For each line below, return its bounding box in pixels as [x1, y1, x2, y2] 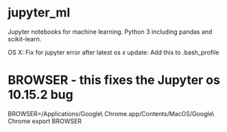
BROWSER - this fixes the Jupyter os [8, 72, 220, 88]
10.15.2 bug [8, 87, 74, 102]
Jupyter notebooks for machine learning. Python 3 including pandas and [8, 27, 213, 36]
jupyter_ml [8, 5, 71, 21]
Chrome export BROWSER [8, 117, 82, 125]
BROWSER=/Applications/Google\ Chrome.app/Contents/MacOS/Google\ [8, 109, 215, 118]
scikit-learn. [8, 34, 42, 43]
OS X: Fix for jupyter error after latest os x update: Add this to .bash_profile [8, 48, 219, 56]
